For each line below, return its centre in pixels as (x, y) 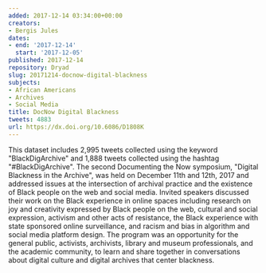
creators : (25, 23)
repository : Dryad (39, 68)
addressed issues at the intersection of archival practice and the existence (131, 184)
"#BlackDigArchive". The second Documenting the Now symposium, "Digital (133, 166)
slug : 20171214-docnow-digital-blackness (78, 75)
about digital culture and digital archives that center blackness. (111, 259)
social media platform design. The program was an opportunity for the (123, 234)
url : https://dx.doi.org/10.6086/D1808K (76, 127)
